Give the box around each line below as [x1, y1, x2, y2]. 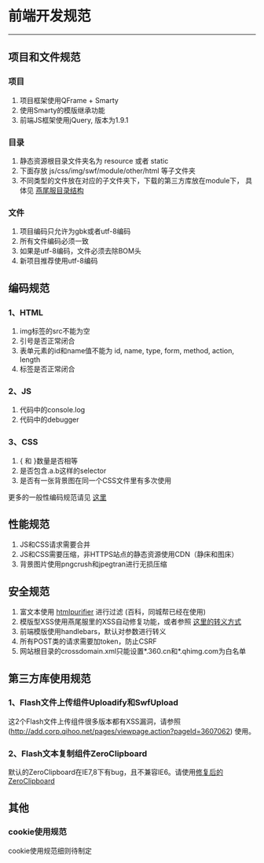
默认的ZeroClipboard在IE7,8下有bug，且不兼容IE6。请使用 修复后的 [8, 768, 224, 777]
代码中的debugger [19, 415, 79, 425]
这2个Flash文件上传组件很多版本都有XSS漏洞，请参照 [8, 717, 181, 726]
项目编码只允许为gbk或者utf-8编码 [19, 227, 131, 236]
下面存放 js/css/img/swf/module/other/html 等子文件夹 [19, 166, 196, 175]
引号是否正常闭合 [19, 336, 75, 345]
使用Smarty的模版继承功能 [19, 105, 106, 115]
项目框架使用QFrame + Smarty [19, 95, 119, 105]
